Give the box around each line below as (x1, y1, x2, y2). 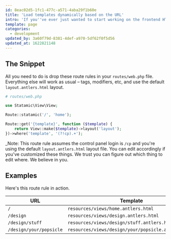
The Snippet (5, 60, 45, 68)
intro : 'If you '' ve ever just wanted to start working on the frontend (5, 17, 160, 22)
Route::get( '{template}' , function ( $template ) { (5, 122, 113, 127)
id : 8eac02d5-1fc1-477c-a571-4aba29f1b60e (5, 7, 97, 13)
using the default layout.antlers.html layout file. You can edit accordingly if (5, 146, 165, 152)
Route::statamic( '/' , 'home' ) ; (5, 112, 72, 117)
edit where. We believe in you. (5, 156, 69, 162)
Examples (5, 172, 37, 180)
